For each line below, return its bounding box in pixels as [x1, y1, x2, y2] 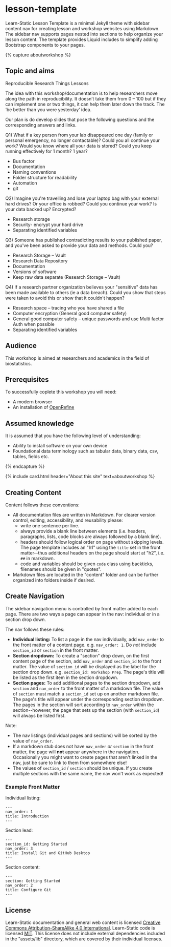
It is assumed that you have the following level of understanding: [5, 433, 141, 439]
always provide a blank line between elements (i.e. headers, [20, 528, 146, 534]
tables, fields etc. [12, 454, 50, 460]
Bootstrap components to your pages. [5, 42, 85, 48]
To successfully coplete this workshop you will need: [5, 389, 116, 395]
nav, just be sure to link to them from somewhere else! [12, 759, 127, 766]
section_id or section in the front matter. [12, 647, 99, 653]
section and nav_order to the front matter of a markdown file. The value [12, 685, 163, 691]
